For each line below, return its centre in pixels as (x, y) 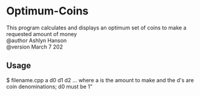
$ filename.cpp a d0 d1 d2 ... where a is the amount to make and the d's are (100, 80)
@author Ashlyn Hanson (37, 40)
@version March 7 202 (35, 47)
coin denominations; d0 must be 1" (50, 86)
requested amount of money (42, 34)
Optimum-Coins (47, 11)
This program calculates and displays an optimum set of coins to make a (96, 28)
